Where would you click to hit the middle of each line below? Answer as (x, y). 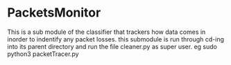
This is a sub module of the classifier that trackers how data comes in (106, 32)
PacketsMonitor (54, 13)
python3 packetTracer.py (43, 54)
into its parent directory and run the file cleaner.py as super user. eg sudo (112, 46)
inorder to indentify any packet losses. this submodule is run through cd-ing (115, 39)
